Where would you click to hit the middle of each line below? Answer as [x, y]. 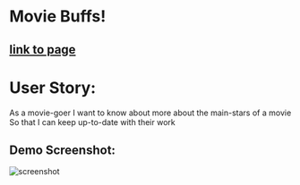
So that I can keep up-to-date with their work [93, 122]
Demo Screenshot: [63, 150]
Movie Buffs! [58, 17]
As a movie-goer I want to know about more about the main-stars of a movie [150, 113]
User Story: [53, 88]
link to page [43, 50]
